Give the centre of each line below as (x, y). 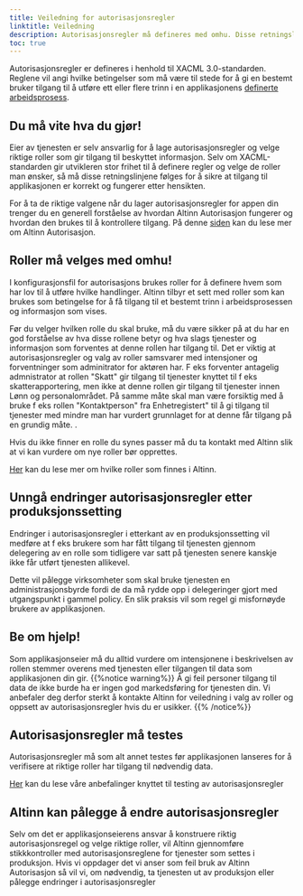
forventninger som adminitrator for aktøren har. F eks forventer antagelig (144, 367)
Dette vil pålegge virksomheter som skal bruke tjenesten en (120, 580)
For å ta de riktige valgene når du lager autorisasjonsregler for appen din (144, 203)
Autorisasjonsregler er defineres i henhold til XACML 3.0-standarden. (138, 69)
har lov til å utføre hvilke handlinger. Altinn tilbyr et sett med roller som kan (147, 292)
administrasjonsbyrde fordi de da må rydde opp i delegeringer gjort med (143, 589)
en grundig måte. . (43, 425)
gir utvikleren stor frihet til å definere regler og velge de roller (167, 167)
